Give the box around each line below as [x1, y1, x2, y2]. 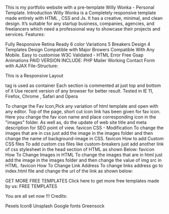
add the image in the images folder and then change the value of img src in [5, 157, 162, 163]
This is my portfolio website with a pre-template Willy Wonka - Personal [5, 5, 154, 10]
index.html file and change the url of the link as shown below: [5, 168, 133, 174]
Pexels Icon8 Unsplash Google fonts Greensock [5, 203, 105, 209]
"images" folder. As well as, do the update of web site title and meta [5, 119, 147, 125]
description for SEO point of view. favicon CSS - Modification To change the [5, 125, 164, 131]
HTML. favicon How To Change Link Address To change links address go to [5, 163, 163, 168]
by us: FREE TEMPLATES [5, 183, 57, 189]
